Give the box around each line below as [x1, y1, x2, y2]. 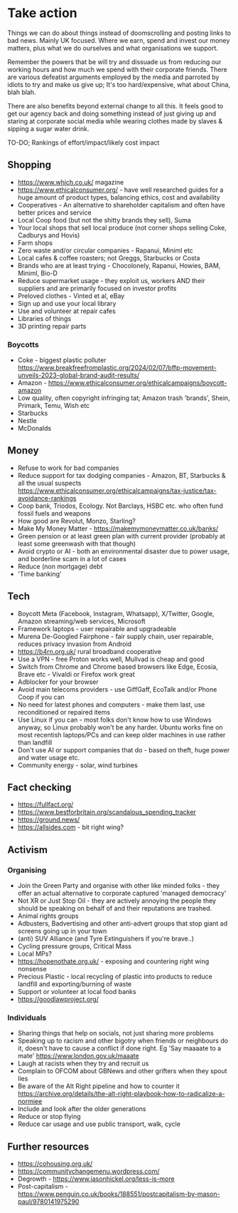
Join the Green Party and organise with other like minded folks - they [17, 881, 220, 890]
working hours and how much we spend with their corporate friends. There [7, 65, 227, 73]
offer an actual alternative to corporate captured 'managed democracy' [17, 889, 227, 898]
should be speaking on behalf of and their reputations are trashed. [17, 904, 212, 913]
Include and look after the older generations [17, 1105, 147, 1113]
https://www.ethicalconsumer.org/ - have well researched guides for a [17, 185, 224, 194]
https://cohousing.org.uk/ [17, 1160, 93, 1168]
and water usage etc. [17, 753, 80, 762]
